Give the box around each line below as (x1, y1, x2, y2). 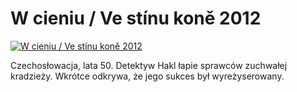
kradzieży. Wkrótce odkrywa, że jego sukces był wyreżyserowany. (10, 70, 285, 82)
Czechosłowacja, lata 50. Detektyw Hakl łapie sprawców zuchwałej (10, 59, 288, 71)
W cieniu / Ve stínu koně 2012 (10, 7, 262, 30)
